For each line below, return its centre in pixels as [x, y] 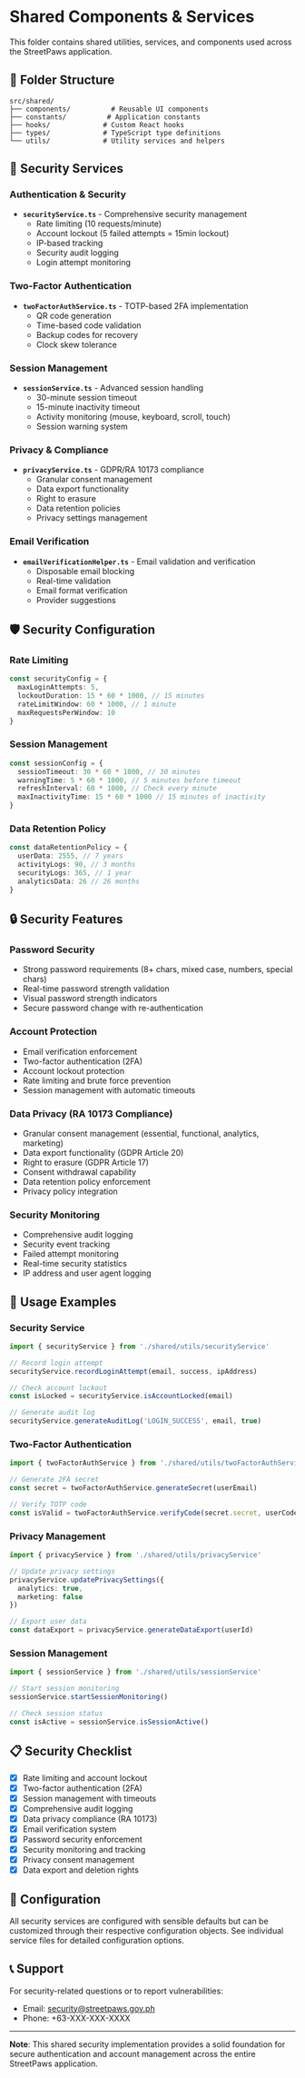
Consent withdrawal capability [79, 1172]
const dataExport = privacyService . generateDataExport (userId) [132, 1630]
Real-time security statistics [74, 1264]
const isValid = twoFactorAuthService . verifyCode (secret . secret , [135, 1513]
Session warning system [82, 427]
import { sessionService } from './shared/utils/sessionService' [135, 1672]
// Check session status [56, 1713]
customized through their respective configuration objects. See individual [147, 1930]
